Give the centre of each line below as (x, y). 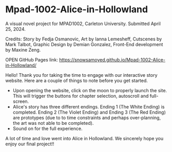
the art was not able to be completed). (53, 123)
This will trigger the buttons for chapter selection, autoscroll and (81, 96)
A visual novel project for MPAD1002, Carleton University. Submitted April (83, 24)
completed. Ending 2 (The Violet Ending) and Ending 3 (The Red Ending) (89, 112)
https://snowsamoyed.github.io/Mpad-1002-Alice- (112, 59)
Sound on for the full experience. (47, 128)
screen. (21, 101)
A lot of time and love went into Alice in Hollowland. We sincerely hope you (84, 138)
